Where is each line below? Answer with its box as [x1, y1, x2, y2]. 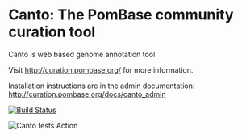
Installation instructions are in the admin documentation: [8, 81, 195, 90]
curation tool [8, 23, 96, 41]
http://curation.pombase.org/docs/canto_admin [8, 89, 166, 98]
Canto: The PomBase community [8, 6, 234, 24]
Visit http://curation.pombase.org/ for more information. [8, 65, 194, 74]
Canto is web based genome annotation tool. [8, 49, 157, 59]
